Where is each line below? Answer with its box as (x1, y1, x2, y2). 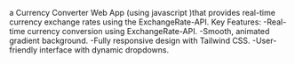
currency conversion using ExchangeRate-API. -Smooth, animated (27, 26, 270, 36)
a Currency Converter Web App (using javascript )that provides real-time (9, 8, 275, 18)
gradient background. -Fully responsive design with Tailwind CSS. (9, 35, 251, 46)
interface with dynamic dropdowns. (39, 45, 170, 55)
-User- (251, 35, 277, 46)
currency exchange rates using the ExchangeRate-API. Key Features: (9, 17, 262, 27)
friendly (9, 45, 38, 55)
